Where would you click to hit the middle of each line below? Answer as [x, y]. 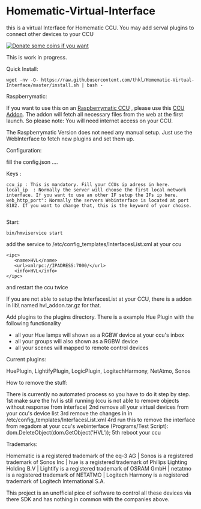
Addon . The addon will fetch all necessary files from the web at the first [94, 114]
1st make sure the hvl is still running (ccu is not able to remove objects [93, 400]
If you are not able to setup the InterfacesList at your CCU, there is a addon [99, 299]
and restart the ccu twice [37, 287]
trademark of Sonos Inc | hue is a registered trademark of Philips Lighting [97, 462]
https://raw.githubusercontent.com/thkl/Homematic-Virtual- [118, 80]
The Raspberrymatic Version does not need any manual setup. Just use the [99, 132]
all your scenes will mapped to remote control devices [82, 348]
